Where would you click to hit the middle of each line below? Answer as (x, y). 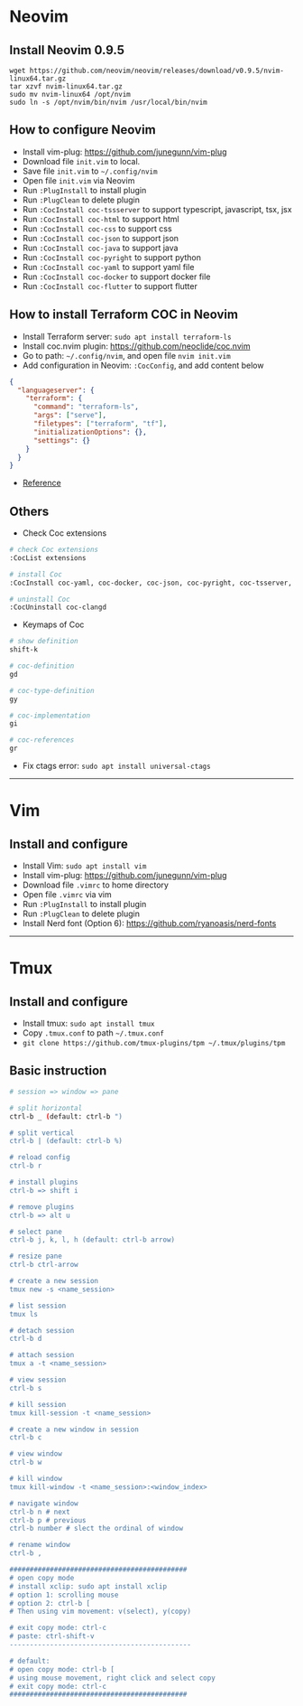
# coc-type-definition (52, 690)
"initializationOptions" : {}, (90, 432)
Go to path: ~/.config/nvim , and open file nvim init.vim (127, 355)
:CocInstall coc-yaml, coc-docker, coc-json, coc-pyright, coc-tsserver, (151, 583)
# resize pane (36, 1256)
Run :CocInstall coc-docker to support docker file (116, 277)
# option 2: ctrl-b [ (50, 1603)
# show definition (44, 642)
